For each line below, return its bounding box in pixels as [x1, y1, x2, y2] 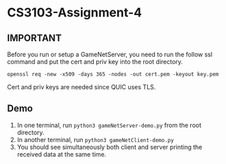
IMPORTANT [7, 32, 62, 44]
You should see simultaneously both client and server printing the [16, 143, 203, 151]
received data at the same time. [16, 150, 107, 159]
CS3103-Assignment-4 [7, 5, 142, 21]
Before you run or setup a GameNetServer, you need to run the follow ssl [7, 50, 213, 58]
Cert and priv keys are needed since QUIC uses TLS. [7, 83, 156, 91]
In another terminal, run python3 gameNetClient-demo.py [16, 135, 175, 143]
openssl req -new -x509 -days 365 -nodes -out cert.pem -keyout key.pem [7, 71, 219, 78]
